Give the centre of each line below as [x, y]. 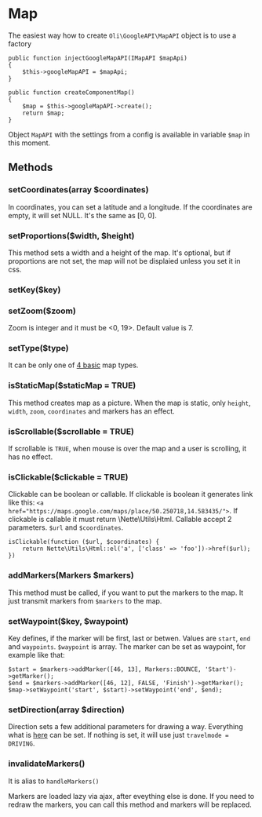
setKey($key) [35, 290]
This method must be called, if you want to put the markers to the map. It [126, 593]
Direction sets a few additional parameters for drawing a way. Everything [126, 727]
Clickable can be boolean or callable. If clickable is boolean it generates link [131, 494]
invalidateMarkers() [47, 764]
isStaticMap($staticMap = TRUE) [72, 385]
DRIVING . [22, 743]
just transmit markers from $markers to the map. [85, 600]
